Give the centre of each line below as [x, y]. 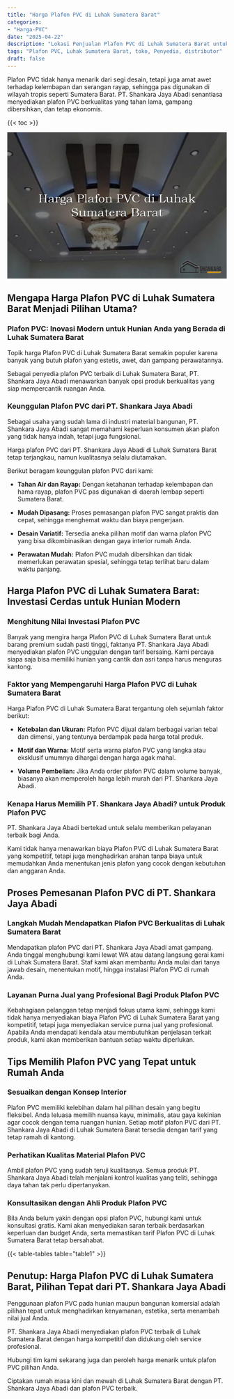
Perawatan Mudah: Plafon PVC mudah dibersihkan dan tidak [105, 554]
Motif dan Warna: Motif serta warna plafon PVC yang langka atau [112, 750]
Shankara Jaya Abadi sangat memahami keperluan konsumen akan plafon [113, 429]
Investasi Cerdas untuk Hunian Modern [94, 602]
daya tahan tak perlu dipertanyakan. [59, 1185]
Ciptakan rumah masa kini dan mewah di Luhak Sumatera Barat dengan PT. [115, 1381]
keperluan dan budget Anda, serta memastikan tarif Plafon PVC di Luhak [111, 1233]
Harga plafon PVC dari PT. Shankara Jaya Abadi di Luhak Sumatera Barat [112, 450]
